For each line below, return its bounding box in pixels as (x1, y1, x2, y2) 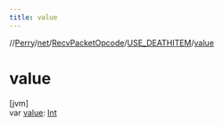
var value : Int (9, 107, 57, 118)
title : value (9, 12, 58, 22)
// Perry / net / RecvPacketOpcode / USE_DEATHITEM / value (9, 37, 214, 48)
